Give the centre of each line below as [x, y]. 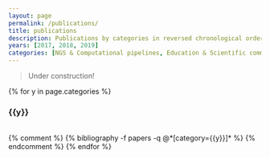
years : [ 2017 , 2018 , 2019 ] [53, 46]
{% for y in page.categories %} [60, 91]
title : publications [43, 30]
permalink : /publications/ [53, 23]
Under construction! [61, 76]
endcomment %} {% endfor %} [60, 147]
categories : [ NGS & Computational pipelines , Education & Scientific [127, 53]
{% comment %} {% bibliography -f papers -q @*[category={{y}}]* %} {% [132, 138]
